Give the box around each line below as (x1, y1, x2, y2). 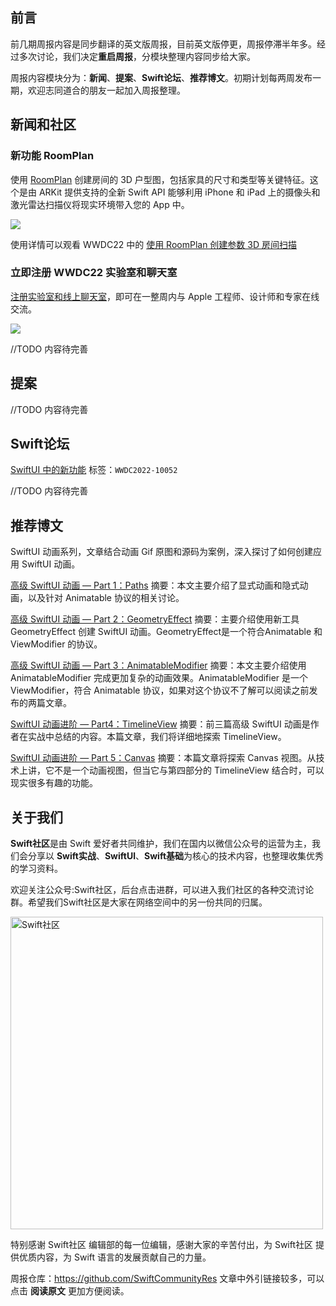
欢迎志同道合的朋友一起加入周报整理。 (27, 84, 186, 96)
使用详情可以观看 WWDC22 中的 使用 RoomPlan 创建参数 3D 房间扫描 (10, 238, 297, 250)
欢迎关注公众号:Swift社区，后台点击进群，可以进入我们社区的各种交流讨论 (10, 884, 315, 896)
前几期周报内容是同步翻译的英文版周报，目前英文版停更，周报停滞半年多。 (10, 38, 317, 50)
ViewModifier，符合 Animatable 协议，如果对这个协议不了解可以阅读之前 (10, 684, 310, 697)
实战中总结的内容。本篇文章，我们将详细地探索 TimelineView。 (27, 731, 287, 743)
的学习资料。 (10, 863, 63, 875)
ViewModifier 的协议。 (10, 638, 103, 650)
